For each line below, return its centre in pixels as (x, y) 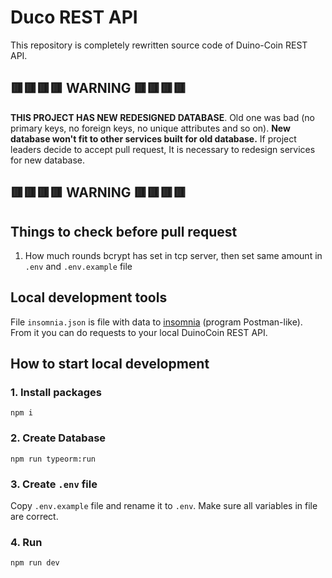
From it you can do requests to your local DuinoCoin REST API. (139, 332)
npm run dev (35, 563)
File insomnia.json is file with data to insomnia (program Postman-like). (156, 322)
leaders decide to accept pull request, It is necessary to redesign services (163, 149)
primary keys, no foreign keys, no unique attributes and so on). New (150, 128)
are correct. (34, 517)
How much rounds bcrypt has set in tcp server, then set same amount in (173, 255)
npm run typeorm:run (53, 459)
